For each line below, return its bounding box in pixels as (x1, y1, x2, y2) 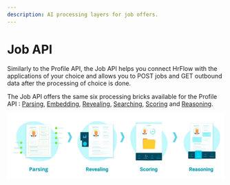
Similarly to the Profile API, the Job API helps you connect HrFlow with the (7, 64, 218, 72)
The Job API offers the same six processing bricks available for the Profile (7, 92, 218, 100)
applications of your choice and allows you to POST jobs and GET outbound (7, 72, 222, 80)
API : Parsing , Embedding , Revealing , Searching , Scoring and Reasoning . (7, 100, 213, 108)
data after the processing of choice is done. (7, 79, 132, 87)
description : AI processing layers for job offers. (7, 11, 158, 18)
